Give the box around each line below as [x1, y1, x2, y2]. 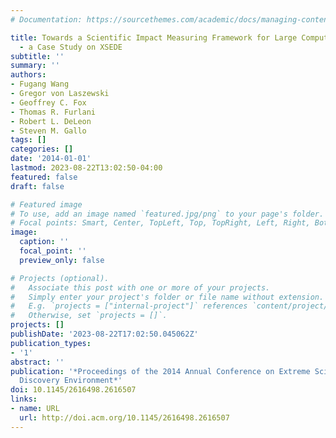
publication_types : [10, 338, 92, 348]
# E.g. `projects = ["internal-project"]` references [10, 301, 248, 311]
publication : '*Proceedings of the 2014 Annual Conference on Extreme [10, 366, 311, 376]
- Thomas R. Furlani [10, 107, 97, 117]
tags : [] [10, 135, 47, 145]
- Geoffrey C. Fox [10, 97, 87, 108]
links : [10, 394, 38, 405]
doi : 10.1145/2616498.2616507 [10, 385, 137, 395]
